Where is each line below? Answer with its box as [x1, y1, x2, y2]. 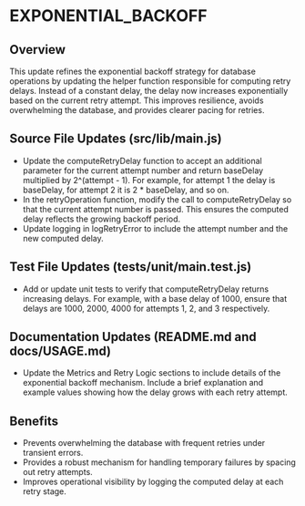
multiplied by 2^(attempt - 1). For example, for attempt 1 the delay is [22, 174, 276, 185]
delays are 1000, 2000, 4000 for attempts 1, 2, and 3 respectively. [22, 303, 270, 314]
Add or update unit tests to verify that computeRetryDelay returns [22, 284, 269, 294]
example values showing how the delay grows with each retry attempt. [22, 387, 289, 398]
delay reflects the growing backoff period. [22, 213, 181, 224]
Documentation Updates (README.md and [9, 329, 257, 345]
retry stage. [22, 486, 66, 497]
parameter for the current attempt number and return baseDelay [22, 165, 264, 176]
